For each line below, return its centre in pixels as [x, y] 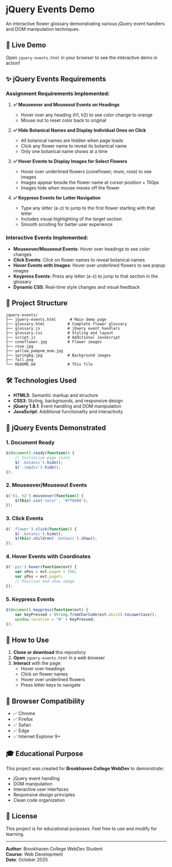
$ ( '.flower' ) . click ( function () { [41, 529]
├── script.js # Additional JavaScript [63, 337]
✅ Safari [22, 725]
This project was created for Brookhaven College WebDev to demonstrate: [85, 769]
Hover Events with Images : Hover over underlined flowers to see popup [89, 265]
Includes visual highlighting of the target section [71, 219]
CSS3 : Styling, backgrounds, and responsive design [68, 401]
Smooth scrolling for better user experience [67, 224]
